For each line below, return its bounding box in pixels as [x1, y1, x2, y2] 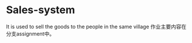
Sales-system [6, 3, 76, 17]
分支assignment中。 [6, 30, 55, 37]
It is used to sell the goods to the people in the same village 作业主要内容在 [6, 23, 187, 30]
